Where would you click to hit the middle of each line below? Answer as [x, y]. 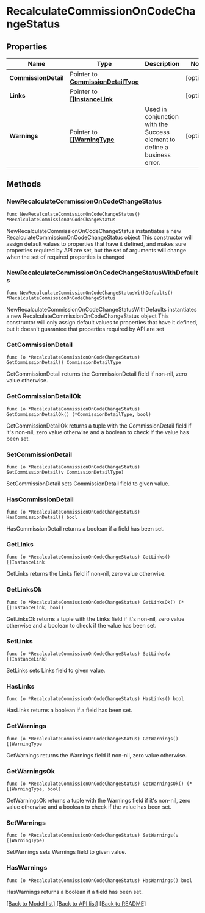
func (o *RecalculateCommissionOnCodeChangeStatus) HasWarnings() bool [99, 880]
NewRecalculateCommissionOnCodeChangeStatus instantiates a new [94, 231]
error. [153, 163]
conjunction [162, 117]
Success [157, 132]
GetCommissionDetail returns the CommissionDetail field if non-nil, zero [97, 374]
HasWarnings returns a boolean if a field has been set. [75, 892]
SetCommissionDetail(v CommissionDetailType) [65, 472]
